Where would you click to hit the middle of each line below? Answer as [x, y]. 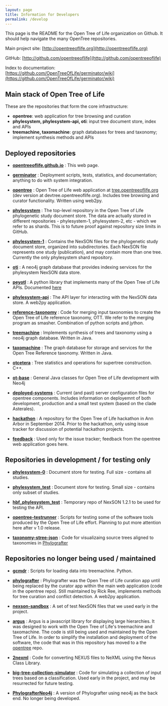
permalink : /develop [27, 19]
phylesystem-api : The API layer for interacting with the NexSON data [85, 297]
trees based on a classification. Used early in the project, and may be [84, 678]
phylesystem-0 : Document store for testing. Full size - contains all [82, 472]
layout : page [19, 10]
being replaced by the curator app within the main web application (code [87, 586]
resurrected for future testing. [43, 683]
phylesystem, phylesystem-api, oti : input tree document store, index [84, 121]
